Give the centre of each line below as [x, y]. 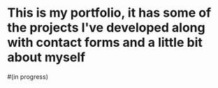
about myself [46, 58]
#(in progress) [28, 76]
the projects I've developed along [106, 28]
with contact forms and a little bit [105, 43]
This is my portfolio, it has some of [109, 13]
